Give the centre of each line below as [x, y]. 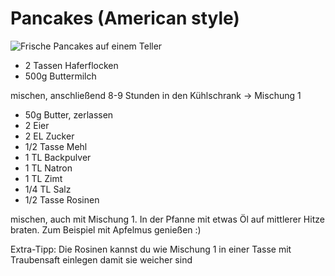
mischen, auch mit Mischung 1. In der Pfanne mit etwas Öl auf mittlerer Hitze [167, 219]
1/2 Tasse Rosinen [62, 199]
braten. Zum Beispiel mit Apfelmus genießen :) [106, 229]
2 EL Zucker [49, 136]
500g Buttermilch [60, 76]
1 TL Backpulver [58, 157]
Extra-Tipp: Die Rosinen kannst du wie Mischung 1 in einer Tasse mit [151, 249]
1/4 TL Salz [48, 189]
